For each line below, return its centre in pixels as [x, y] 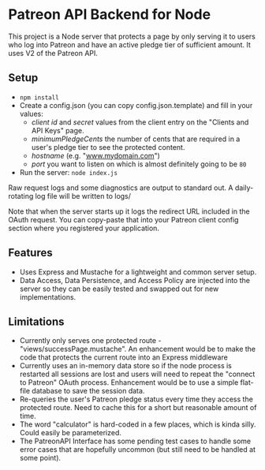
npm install [39, 97]
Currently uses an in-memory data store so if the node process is [126, 366]
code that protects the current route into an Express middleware [124, 357]
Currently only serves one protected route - [90, 341]
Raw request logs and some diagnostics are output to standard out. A [121, 188]
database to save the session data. [88, 391]
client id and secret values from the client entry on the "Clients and [140, 122]
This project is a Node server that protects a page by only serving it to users [132, 36]
